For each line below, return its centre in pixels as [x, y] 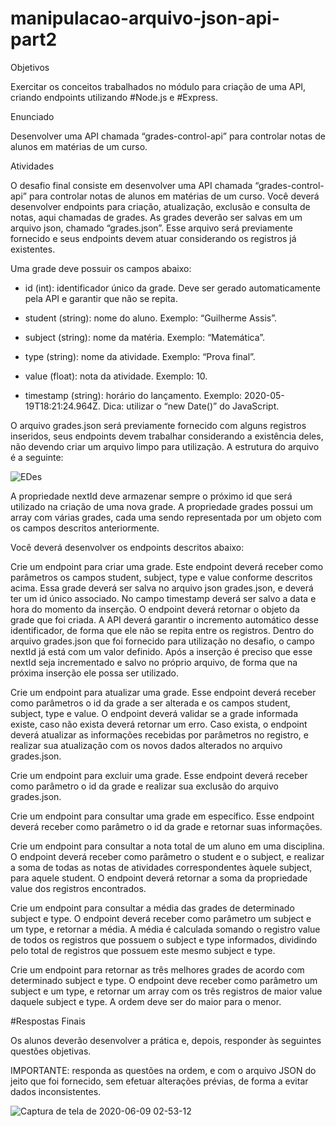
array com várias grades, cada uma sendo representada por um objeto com [166, 517]
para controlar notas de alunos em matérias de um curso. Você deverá [174, 196]
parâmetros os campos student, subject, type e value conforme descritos [161, 577]
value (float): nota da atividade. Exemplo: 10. [116, 376]
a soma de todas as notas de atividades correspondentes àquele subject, [161, 867]
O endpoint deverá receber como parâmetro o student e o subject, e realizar [167, 856]
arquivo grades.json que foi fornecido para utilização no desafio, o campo [162, 641]
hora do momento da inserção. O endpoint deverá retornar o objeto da [155, 609]
